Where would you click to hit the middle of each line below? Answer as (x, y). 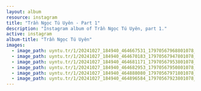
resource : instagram (32, 17)
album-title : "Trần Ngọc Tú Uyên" (49, 40)
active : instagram (29, 34)
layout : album (24, 12)
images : (16, 45)
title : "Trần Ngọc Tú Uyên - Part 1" (53, 23)
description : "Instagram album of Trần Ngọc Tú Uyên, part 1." (87, 28)
